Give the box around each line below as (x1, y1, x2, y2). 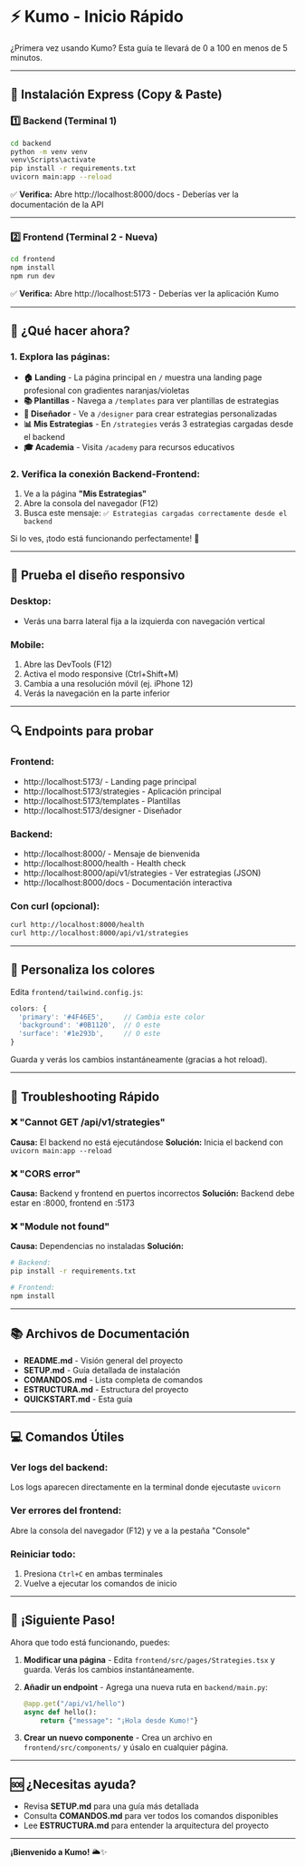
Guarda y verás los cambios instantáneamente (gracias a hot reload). (10, 1054, 268, 1065)
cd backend (10, 139, 52, 148)
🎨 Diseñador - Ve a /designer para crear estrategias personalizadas (23, 408, 278, 419)
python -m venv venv (10, 147, 89, 156)
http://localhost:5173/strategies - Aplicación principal (23, 786, 222, 796)
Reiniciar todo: (10, 1548, 76, 1560)
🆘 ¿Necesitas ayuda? (10, 1776, 137, 1792)
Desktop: (10, 595, 52, 608)
